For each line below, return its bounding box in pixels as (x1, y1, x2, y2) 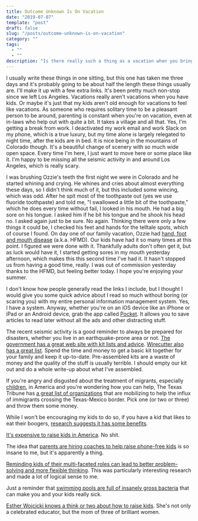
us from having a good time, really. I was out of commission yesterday (6, 261, 176, 268)
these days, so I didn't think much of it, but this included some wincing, (6, 186, 179, 193)
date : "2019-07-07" (6, 14, 54, 20)
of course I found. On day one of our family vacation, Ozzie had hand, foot (6, 230, 187, 237)
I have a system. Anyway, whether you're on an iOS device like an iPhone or (6, 304, 190, 311)
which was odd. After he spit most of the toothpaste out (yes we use (6, 192, 173, 199)
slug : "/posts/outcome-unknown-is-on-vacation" (6, 31, 126, 37)
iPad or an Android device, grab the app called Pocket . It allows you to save (6, 310, 190, 317)
